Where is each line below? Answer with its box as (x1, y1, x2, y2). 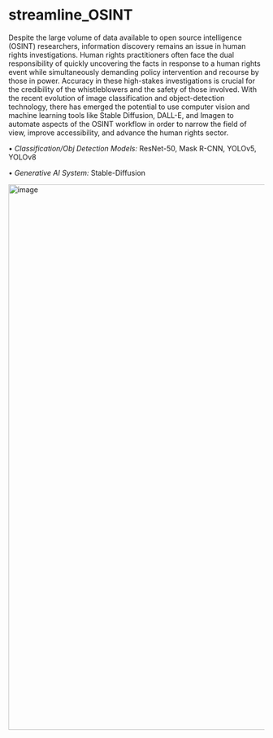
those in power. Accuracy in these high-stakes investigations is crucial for (8, 76, 256, 85)
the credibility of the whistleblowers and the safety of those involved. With (8, 84, 258, 94)
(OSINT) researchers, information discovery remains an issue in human (8, 41, 246, 50)
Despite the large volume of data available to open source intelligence (8, 33, 242, 42)
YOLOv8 (8, 152, 37, 162)
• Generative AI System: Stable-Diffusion (8, 168, 146, 177)
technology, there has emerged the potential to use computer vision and (8, 102, 250, 111)
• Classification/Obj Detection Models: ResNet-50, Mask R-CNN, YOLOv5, (8, 143, 258, 153)
